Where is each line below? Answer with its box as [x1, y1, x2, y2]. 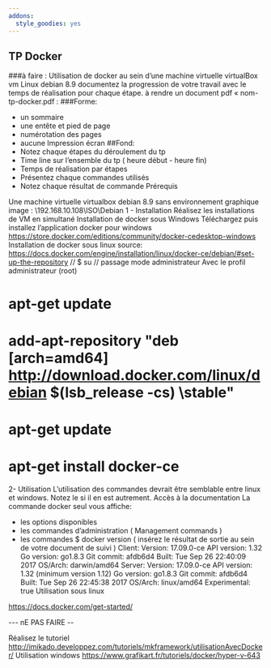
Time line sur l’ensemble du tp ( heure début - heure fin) [19, 156, 208, 165]
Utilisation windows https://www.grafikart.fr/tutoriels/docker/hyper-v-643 [15, 650, 261, 660]
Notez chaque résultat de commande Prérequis [19, 182, 178, 191]
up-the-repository [8, 257, 69, 268]
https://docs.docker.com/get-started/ [8, 602, 133, 611]
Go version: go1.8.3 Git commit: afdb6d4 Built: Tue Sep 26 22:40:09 [19, 551, 247, 561]
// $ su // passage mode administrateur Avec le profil [70, 257, 246, 268]
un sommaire [19, 113, 65, 122]
